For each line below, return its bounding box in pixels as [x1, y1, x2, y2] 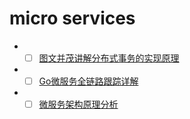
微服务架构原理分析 [38, 98, 119, 111]
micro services [9, 7, 136, 30]
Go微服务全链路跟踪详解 [38, 75, 139, 87]
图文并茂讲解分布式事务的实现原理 [38, 52, 180, 64]
